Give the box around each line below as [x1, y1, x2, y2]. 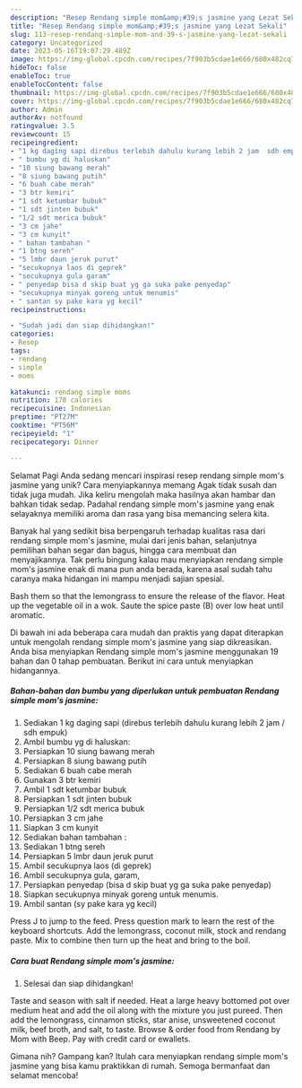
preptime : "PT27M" [10, 413, 79, 422]
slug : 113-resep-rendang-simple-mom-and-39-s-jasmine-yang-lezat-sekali [10, 30, 288, 39]
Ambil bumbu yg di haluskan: [22, 736, 131, 747]
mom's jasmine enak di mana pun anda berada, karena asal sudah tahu [10, 563, 272, 574]
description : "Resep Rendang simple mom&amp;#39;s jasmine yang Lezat [10, 13, 280, 22]
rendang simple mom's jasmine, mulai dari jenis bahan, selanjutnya [10, 535, 257, 545]
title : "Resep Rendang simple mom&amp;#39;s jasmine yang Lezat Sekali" [10, 22, 288, 30]
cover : [10, 96, 35, 106]
